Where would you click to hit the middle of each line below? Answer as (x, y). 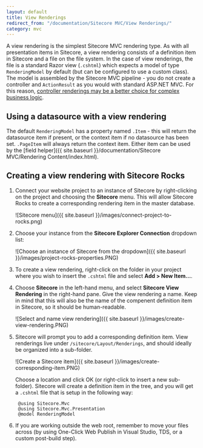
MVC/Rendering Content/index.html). (52, 157)
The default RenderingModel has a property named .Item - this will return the (101, 131)
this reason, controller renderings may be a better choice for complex (93, 91)
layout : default (27, 12)
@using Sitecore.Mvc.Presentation (62, 409)
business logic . (25, 97)
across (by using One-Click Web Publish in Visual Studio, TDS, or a (99, 432)
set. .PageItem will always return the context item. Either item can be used (98, 144)
